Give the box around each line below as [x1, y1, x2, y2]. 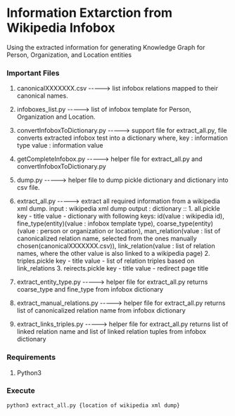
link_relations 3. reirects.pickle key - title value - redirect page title [16, 264, 209, 273]
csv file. [16, 183, 40, 192]
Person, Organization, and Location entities [6, 51, 132, 59]
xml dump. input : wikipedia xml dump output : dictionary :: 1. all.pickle [16, 204, 220, 213]
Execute [6, 386, 36, 396]
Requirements [6, 353, 56, 363]
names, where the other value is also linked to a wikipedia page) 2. [16, 249, 210, 258]
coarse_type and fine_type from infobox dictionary [16, 285, 163, 294]
